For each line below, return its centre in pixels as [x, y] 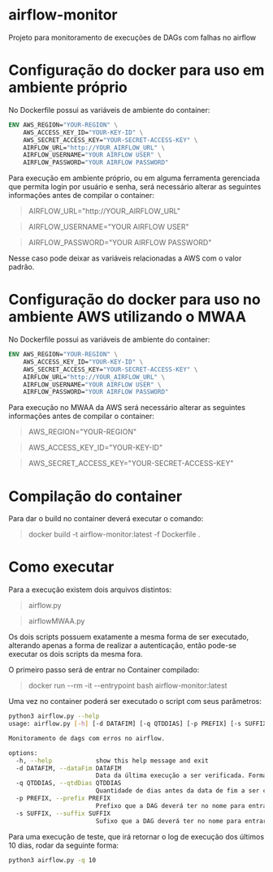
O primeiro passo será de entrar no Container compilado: [104, 670]
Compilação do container [95, 496]
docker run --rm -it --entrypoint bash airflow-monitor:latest [128, 686]
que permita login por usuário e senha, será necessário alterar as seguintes [135, 187]
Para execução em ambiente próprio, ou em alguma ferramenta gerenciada [134, 178]
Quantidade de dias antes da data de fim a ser [178, 791]
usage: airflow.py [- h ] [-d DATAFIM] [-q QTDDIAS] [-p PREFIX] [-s [125, 724]
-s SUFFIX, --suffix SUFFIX [63, 814]
